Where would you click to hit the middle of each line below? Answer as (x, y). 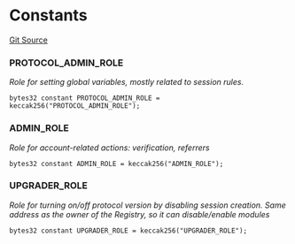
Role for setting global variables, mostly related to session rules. (127, 82)
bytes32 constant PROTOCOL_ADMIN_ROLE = (85, 98)
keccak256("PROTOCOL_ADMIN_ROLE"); (75, 106)
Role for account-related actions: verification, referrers (109, 148)
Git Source (29, 40)
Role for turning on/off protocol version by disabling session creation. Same (147, 205)
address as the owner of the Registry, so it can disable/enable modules (140, 214)
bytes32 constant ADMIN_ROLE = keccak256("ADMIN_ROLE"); (116, 164)
